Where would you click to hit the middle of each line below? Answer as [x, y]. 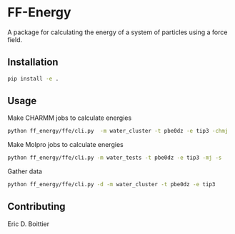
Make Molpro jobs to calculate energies [65, 145]
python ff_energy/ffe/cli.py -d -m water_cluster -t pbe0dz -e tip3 [111, 185]
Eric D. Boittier [29, 224]
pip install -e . [33, 78]
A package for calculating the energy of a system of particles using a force [117, 32]
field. [15, 39]
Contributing [36, 207]
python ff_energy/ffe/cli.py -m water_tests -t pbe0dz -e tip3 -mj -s [115, 158]
